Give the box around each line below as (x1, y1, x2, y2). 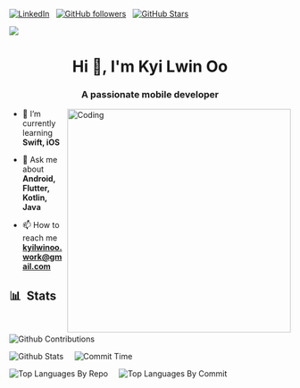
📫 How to (21, 220, 60, 231)
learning (21, 128, 54, 139)
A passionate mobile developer (81, 89, 219, 101)
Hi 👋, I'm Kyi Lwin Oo (71, 56, 229, 77)
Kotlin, (21, 192, 47, 203)
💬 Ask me (21, 155, 58, 165)
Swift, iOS (21, 137, 61, 148)
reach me (21, 232, 58, 243)
